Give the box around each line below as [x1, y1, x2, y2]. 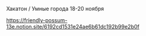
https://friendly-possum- [6, 17, 68, 23]
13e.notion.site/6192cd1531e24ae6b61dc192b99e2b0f [6, 23, 140, 30]
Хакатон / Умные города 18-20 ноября [6, 5, 104, 12]
